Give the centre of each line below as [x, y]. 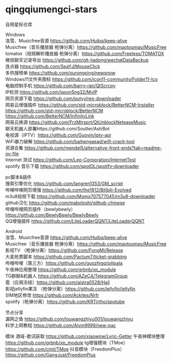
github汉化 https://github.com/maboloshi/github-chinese [65, 203]
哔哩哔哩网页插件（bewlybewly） [40, 209]
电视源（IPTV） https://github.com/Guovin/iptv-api [58, 135]
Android [14, 231]
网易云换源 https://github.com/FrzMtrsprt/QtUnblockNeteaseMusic [76, 122]
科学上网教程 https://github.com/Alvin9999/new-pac [61, 325]
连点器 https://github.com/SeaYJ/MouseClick [53, 66]
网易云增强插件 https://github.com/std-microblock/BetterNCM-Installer [80, 105]
